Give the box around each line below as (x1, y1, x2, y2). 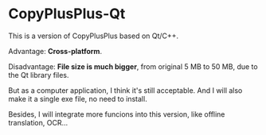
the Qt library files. (8, 70, 69, 79)
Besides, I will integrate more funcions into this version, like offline (8, 109, 225, 119)
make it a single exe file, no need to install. (8, 94, 147, 103)
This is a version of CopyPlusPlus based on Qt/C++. (8, 31, 179, 40)
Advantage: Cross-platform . (8, 46, 102, 56)
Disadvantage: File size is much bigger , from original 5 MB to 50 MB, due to (8, 61, 258, 71)
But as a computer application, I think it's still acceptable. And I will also (8, 85, 243, 95)
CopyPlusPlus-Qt (8, 5, 126, 23)
